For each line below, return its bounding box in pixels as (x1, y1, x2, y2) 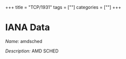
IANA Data (5, 22, 50, 33)
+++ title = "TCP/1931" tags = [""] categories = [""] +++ (5, 4, 121, 10)
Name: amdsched (5, 38, 43, 44)
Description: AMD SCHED (5, 47, 59, 54)
